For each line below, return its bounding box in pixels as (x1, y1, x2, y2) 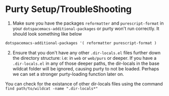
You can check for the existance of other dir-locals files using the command (5, 80, 163, 86)
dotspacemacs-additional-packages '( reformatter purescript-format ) (5, 40, 157, 46)
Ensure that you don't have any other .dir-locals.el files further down (12, 49, 160, 56)
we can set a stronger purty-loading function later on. (12, 71, 125, 77)
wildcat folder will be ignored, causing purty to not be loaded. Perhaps (12, 65, 159, 71)
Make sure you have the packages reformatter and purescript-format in (12, 20, 164, 26)
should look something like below (12, 31, 82, 37)
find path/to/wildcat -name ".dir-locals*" (5, 86, 98, 91)
